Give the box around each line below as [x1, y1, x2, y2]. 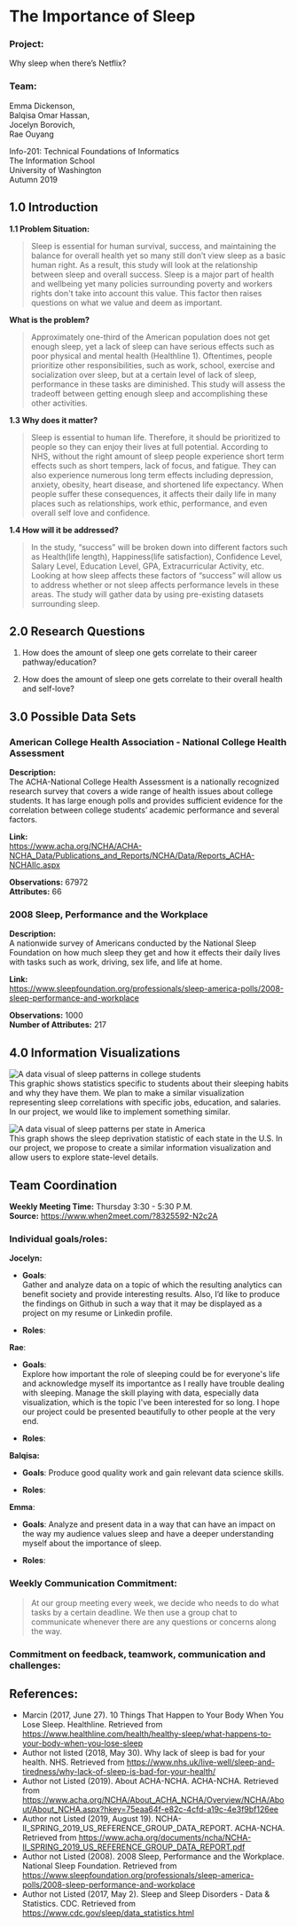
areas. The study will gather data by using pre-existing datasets [30, 588, 264, 600]
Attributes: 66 [9, 886, 62, 897]
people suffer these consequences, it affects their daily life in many [30, 488, 277, 499]
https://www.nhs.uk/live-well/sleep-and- [126, 1757, 276, 1767]
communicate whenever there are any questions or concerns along [30, 1616, 277, 1627]
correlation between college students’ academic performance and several [9, 805, 279, 815]
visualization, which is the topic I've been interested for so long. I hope [21, 1397, 280, 1408]
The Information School [9, 155, 96, 166]
